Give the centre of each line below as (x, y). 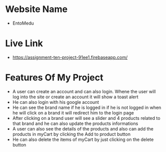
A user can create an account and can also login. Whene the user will (84, 91)
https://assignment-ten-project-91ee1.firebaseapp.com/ (70, 57)
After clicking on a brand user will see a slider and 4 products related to (86, 118)
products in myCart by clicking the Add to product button (71, 134)
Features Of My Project (54, 78)
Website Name (36, 9)
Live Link (24, 43)
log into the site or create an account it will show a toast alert (75, 97)
